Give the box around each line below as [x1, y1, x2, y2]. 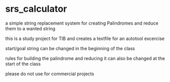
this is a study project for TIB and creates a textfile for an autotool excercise [5, 35, 165, 42]
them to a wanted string [5, 25, 56, 31]
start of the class [5, 60, 41, 67]
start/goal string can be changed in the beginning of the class [5, 45, 135, 51]
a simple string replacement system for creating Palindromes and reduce [5, 20, 159, 26]
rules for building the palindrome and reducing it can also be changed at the [5, 55, 165, 61]
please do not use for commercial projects [5, 70, 94, 77]
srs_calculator [5, 3, 67, 15]
